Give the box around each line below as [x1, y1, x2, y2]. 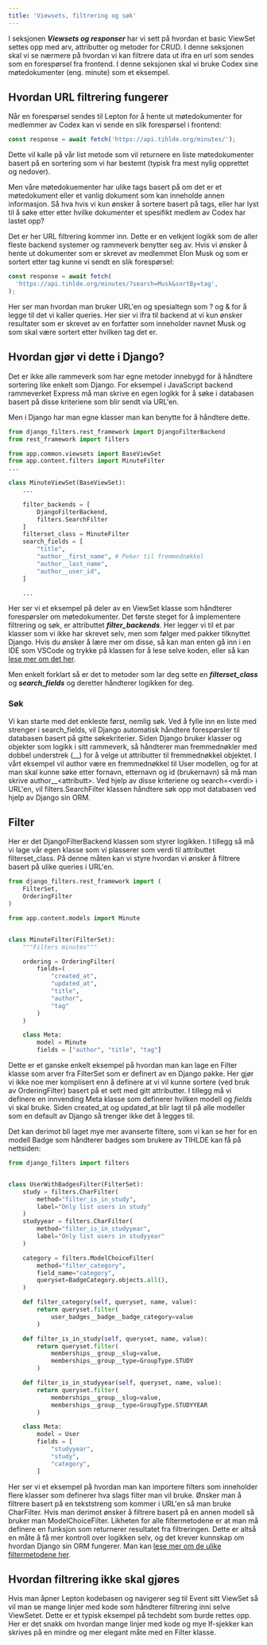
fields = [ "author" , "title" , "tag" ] [37, 1046, 161, 1054]
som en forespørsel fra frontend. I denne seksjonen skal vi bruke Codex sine [8, 59, 258, 69]
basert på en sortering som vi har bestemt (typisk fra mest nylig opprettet [8, 159, 249, 168]
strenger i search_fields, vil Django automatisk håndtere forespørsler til [8, 725, 240, 734]
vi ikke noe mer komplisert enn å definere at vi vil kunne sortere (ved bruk [8, 1077, 250, 1087]
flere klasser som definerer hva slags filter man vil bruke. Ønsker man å [8, 1490, 242, 1500]
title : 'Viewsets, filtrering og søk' [8, 11, 137, 20]
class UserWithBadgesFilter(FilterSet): [8, 1180, 145, 1188]
